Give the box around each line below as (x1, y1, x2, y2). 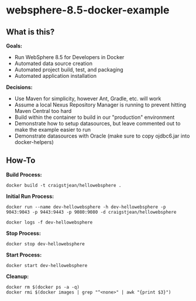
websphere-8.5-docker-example (6, 4, 170, 17)
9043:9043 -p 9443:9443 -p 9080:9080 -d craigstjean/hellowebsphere (6, 209, 177, 215)
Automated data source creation (14, 60, 92, 67)
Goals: (6, 42, 22, 49)
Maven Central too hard (14, 108, 72, 114)
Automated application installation (14, 73, 97, 79)
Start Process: (6, 251, 42, 258)
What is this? (6, 27, 55, 37)
